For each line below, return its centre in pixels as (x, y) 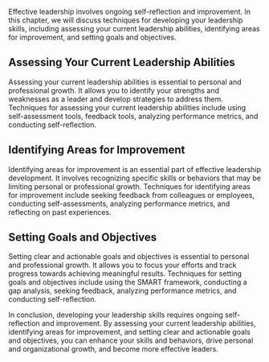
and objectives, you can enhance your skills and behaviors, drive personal (131, 340)
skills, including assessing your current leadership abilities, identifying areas (134, 29)
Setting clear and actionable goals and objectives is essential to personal (129, 257)
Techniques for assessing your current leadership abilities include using (127, 107)
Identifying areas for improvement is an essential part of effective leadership (135, 169)
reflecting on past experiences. (60, 212)
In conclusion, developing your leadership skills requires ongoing (116, 315)
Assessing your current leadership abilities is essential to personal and (125, 82)
